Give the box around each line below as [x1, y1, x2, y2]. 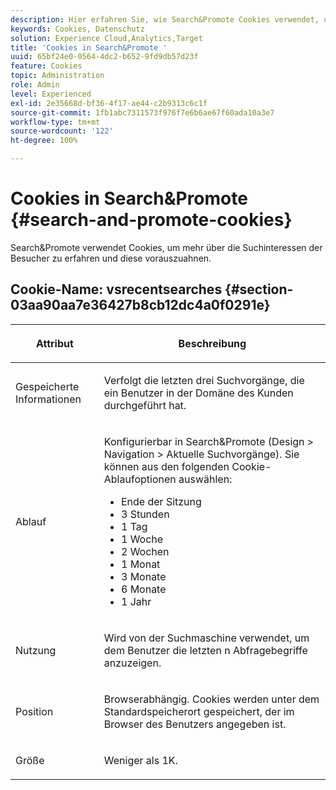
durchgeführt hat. [103, 398, 187, 412]
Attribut [35, 336, 74, 350]
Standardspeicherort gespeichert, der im [103, 704, 295, 718]
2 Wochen [120, 544, 170, 558]
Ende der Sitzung [120, 494, 202, 508]
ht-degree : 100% [10, 136, 78, 146]
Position [15, 704, 54, 718]
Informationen [15, 392, 82, 406]
